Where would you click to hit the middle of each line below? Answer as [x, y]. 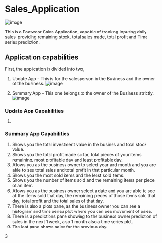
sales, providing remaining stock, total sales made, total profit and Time [76, 37]
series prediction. [23, 42]
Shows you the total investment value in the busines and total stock [79, 145]
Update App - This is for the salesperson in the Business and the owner [83, 78]
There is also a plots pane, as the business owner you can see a [76, 206]
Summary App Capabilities [37, 133]
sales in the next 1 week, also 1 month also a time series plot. [73, 222]
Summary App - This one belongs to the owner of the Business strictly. [83, 93]
